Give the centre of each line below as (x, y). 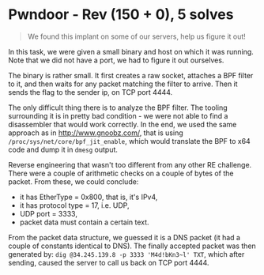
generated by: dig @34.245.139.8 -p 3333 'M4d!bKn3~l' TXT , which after (126, 254)
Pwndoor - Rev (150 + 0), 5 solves (121, 15)
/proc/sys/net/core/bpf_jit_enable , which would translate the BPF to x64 (129, 141)
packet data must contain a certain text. (84, 222)
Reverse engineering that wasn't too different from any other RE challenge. (130, 164)
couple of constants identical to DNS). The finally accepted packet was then (132, 246)
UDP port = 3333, (48, 213)
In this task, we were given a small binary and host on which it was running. (131, 51)
